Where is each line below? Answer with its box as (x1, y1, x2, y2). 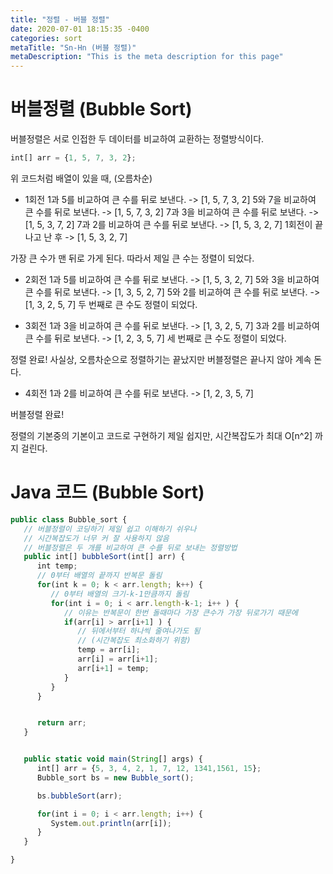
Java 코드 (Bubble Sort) (10, 481, 205, 504)
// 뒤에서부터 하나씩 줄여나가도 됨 (77, 626, 201, 636)
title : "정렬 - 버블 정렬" (10, 14, 110, 25)
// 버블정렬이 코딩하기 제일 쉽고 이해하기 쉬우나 (23, 524, 197, 534)
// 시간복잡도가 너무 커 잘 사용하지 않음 (23, 533, 170, 543)
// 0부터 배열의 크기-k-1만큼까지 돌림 (50, 589, 190, 599)
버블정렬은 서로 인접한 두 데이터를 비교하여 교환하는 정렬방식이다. (10, 133, 265, 145)
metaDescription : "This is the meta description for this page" (10, 52, 284, 62)
